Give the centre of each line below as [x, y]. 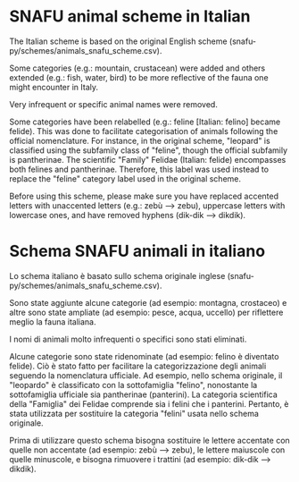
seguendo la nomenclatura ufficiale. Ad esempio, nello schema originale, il [146, 375]
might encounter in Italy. [54, 87]
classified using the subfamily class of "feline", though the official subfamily [149, 150]
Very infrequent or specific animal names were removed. [114, 104]
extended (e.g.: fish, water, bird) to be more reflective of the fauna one [139, 77]
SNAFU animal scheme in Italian [130, 17]
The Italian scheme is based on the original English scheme [118, 41]
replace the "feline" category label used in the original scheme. [125, 178]
